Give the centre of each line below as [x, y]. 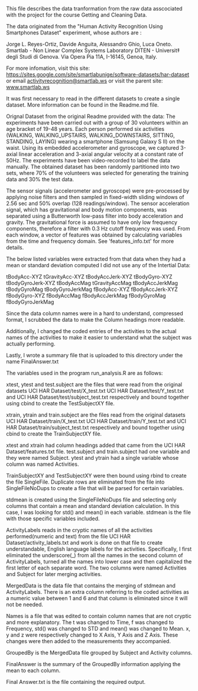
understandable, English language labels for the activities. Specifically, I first [99, 549]
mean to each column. [33, 670]
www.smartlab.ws [28, 87]
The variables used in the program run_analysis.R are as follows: [85, 373]
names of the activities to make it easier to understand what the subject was [99, 337]
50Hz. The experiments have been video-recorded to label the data [88, 160]
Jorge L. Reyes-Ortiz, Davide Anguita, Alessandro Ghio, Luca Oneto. [89, 44]
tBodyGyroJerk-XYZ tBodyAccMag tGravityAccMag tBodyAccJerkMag [92, 283]
